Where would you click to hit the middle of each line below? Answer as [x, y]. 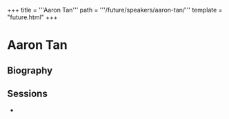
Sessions [28, 93]
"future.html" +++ [32, 17]
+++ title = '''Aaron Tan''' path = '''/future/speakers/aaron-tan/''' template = [115, 10]
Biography [30, 71]
